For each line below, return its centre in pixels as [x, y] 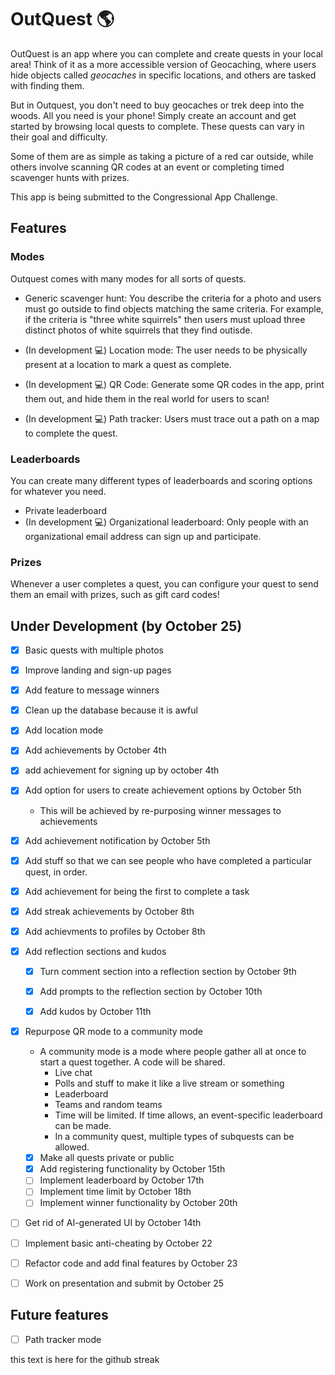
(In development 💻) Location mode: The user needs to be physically [166, 350]
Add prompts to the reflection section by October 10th [151, 991]
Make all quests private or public [107, 1158]
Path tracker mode [63, 1339]
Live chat [73, 1073]
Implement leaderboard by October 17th [122, 1180]
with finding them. [47, 85]
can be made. [83, 1126]
